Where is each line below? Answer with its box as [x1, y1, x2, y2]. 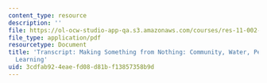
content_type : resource [8, 11, 87, 20]
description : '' [8, 19, 62, 27]
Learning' [15, 56, 48, 64]
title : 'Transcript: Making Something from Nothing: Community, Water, [8, 48, 250, 56]
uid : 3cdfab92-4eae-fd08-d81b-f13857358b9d [8, 63, 155, 71]
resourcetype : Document [8, 41, 87, 49]
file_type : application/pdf [8, 33, 102, 42]
